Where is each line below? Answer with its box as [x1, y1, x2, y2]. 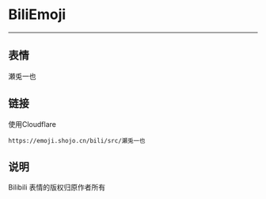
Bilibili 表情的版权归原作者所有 [8, 182, 106, 192]
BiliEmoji [8, 6, 66, 24]
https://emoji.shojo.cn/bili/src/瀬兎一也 [8, 136, 146, 144]
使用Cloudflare [8, 119, 57, 128]
